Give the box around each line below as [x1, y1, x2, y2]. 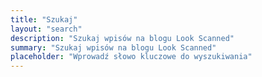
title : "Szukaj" [10, 14, 78, 25]
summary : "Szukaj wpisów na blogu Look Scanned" [10, 42, 217, 53]
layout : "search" [10, 24, 83, 34]
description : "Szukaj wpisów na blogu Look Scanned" [10, 33, 235, 43]
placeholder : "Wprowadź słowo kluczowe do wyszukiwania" [10, 52, 253, 62]
